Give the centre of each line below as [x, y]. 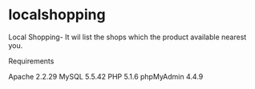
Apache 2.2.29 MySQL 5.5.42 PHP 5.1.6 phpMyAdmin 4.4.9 [106, 76]
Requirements [31, 61]
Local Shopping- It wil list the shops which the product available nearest [127, 37]
